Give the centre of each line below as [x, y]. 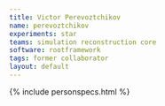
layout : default [39, 67]
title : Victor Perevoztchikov [65, 17]
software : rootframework [55, 50]
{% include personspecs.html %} [70, 91]
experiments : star [43, 34]
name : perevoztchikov [49, 26]
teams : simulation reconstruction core [83, 42]
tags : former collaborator [59, 58]
